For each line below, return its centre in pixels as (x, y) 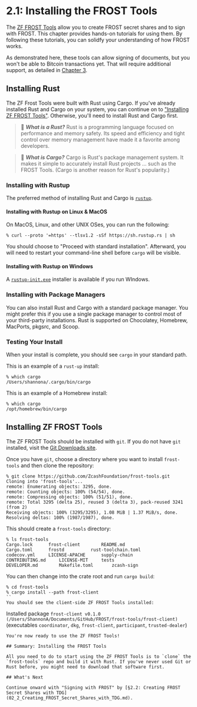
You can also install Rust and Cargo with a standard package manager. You (97, 307)
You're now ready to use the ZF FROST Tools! (63, 636)
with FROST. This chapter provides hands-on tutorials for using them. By (94, 33)
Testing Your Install (35, 342)
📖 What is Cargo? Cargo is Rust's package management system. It (102, 157)
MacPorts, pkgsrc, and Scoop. (43, 326)
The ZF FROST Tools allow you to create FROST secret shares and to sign (96, 27)
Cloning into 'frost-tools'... (45, 481)
